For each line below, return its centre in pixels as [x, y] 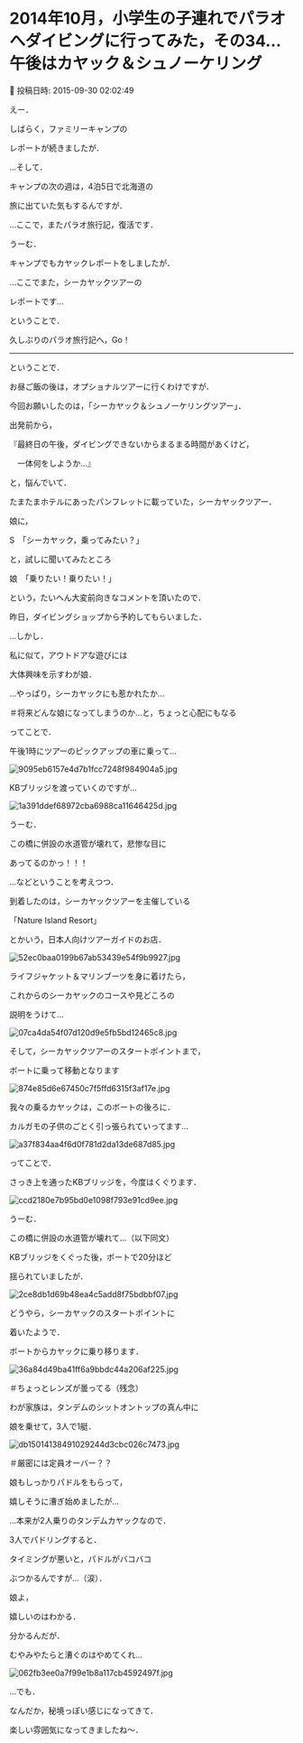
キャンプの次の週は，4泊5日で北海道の [81, 186]
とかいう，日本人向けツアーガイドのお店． [88, 939]
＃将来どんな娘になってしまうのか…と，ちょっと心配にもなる [123, 712]
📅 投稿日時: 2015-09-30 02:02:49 [72, 90]
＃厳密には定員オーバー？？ [61, 1462]
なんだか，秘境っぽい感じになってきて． [84, 1711]
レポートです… [37, 301]
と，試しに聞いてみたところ [61, 559]
